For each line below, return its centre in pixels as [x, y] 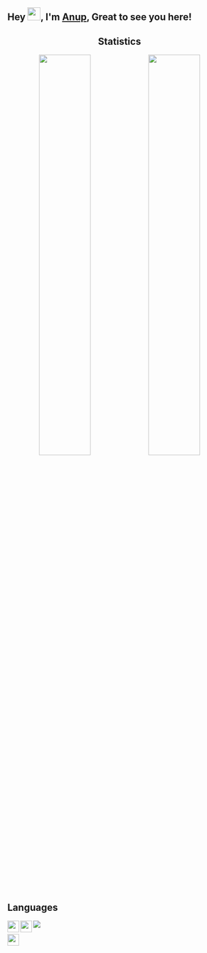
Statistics [120, 41]
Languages [33, 907]
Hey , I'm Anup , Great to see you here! [100, 17]
